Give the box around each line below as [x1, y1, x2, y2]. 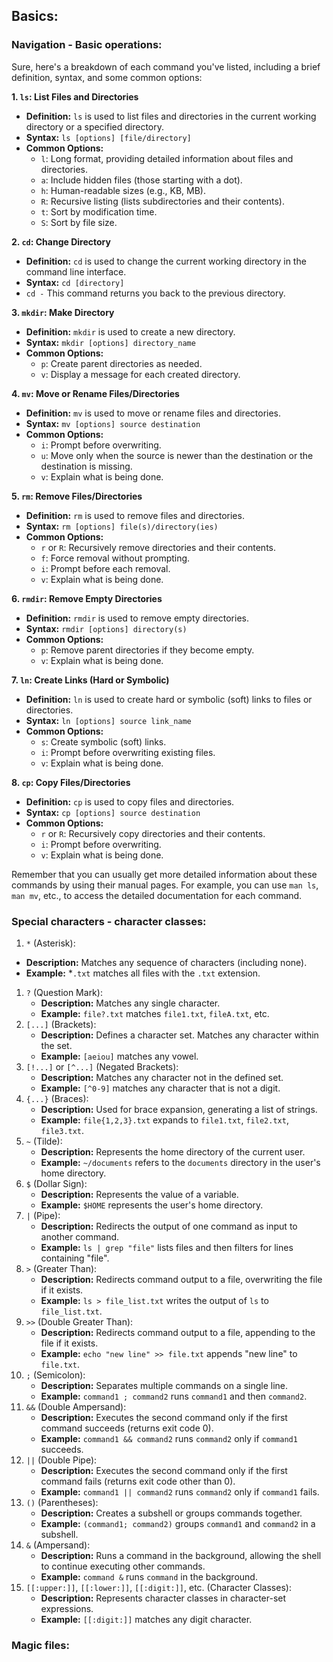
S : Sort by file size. [40, 216, 118, 228]
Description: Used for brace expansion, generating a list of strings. [40, 1103, 318, 1115]
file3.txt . [40, 1124, 85, 1136]
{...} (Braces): [25, 1092, 89, 1104]
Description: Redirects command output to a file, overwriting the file [40, 1273, 323, 1285]
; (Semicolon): [25, 1369, 86, 1381]
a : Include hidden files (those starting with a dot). [40, 174, 243, 186]
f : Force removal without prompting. [40, 552, 191, 564]
